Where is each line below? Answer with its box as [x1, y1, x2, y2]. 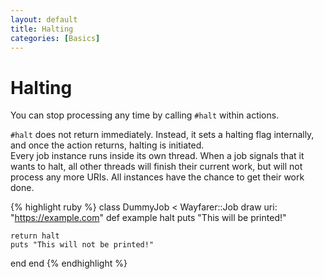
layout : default [10, 14, 78, 25]
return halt [10, 231, 60, 241]
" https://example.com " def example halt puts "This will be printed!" [10, 212, 287, 224]
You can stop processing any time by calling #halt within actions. [10, 109, 280, 121]
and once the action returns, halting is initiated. [10, 139, 205, 151]
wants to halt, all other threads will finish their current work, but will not [10, 161, 303, 173]
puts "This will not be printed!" [10, 240, 155, 250]
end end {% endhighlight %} [10, 257, 128, 270]
